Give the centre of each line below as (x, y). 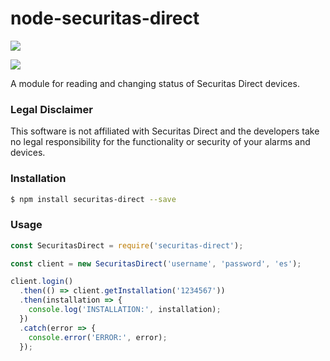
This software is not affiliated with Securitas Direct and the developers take (165, 131)
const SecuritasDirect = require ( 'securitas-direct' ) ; (127, 245)
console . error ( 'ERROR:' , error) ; (98, 337)
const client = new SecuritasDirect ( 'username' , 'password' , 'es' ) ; (156, 263)
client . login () (42, 282)
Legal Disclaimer (51, 109)
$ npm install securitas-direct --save (93, 199)
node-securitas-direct (105, 18)
